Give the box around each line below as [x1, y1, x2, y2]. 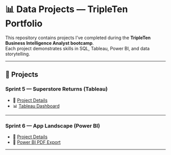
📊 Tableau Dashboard [12, 103, 60, 109]
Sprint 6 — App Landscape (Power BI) [5, 122, 100, 129]
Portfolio [5, 18, 43, 29]
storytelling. [5, 51, 31, 57]
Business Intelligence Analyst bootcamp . [5, 40, 94, 46]
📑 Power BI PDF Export [12, 139, 61, 145]
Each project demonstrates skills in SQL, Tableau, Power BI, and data [5, 45, 150, 51]
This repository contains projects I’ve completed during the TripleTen [5, 35, 151, 41]
